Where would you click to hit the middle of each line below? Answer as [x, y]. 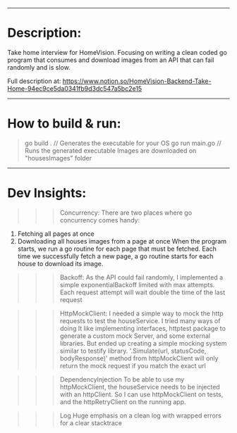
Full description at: [34, 81]
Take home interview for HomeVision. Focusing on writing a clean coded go [117, 52]
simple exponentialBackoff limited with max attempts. [137, 284]
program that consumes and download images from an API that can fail [111, 60]
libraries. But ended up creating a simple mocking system [143, 343]
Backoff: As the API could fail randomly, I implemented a [141, 277]
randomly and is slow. [39, 67]
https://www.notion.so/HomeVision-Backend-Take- [137, 81]
